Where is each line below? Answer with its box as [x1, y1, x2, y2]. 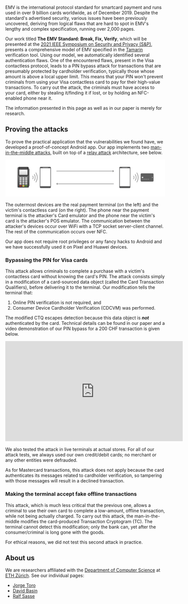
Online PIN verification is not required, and [12, 299, 101, 306]
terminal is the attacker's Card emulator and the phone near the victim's [5, 212, 156, 218]
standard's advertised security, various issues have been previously [5, 15, 147, 21]
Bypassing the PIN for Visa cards [5, 256, 88, 263]
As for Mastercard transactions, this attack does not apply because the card [5, 467, 164, 473]
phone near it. [23, 95, 53, 101]
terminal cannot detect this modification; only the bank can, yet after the [5, 524, 156, 530]
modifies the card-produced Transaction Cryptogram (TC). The [20, 518, 153, 524]
